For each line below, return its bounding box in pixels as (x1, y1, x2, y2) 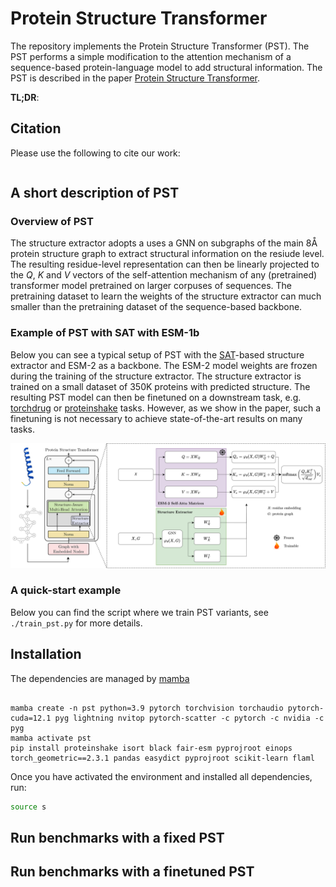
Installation (10, 646, 82, 663)
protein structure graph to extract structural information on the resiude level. (10, 248, 325, 260)
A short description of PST (10, 185, 180, 202)
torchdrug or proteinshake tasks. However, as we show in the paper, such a (10, 402, 322, 414)
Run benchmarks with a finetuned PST (10, 863, 255, 881)
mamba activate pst (10, 733, 92, 743)
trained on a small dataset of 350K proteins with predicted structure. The (10, 380, 311, 392)
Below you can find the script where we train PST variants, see (10, 606, 269, 618)
